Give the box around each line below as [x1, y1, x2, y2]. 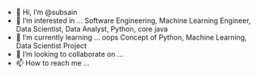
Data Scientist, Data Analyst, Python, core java [15, 24, 168, 33]
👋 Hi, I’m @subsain [15, 8, 78, 17]
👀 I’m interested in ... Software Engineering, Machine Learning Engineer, [15, 16, 252, 25]
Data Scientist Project [15, 41, 87, 51]
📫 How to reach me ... [15, 58, 90, 67]
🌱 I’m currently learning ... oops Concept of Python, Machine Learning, [15, 32, 248, 42]
